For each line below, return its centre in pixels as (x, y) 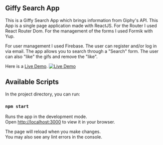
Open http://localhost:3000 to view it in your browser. (60, 121)
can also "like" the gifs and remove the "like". (52, 56)
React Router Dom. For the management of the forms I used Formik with (79, 31)
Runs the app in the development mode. (46, 116)
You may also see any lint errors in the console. (54, 136)
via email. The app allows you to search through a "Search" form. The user (82, 51)
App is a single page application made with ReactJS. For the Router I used (81, 25)
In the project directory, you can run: (43, 94)
